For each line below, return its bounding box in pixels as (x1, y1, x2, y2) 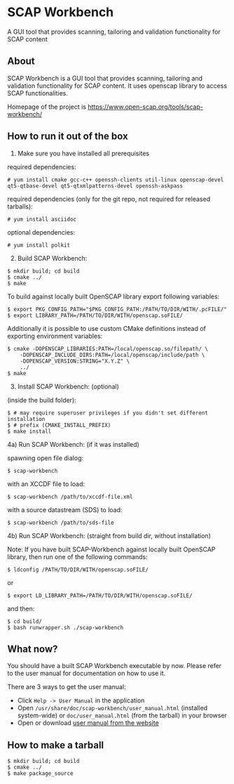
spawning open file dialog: (7, 454, 84, 462)
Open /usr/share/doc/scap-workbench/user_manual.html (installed (17, 704, 208, 712)
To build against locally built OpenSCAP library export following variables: (7, 292, 220, 301)
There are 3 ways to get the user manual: (7, 683, 126, 691)
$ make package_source (7, 770, 74, 777)
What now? (7, 643, 58, 655)
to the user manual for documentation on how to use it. (7, 669, 166, 678)
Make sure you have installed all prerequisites (17, 149, 149, 157)
